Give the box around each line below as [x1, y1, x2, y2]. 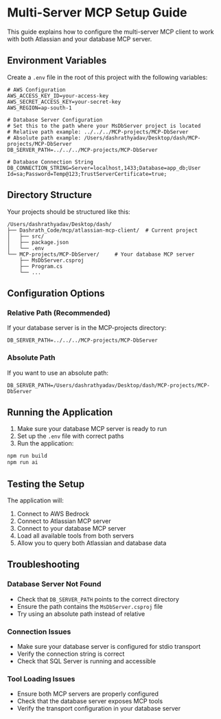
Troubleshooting [7, 559, 80, 571]
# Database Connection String [7, 158, 94, 166]
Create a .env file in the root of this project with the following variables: [7, 73, 208, 81]
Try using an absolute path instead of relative [16, 610, 146, 618]
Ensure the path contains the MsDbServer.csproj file [16, 602, 163, 610]
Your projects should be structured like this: [7, 208, 130, 216]
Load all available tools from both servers [16, 531, 135, 540]
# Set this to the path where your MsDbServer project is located [7, 122, 201, 129]
